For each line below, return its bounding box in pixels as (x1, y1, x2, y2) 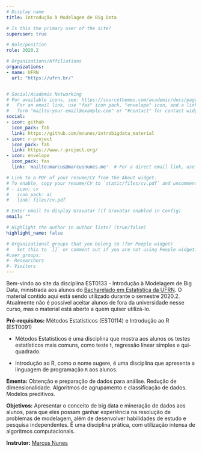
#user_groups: (6, 252, 42, 258)
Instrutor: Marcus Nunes (6, 439, 68, 446)
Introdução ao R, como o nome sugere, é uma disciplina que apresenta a (14, 359, 195, 367)
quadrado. (14, 348, 41, 355)
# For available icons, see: (6, 97, 79, 103)
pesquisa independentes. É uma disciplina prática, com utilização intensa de (6, 421, 195, 428)
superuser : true (6, 31, 47, 37)
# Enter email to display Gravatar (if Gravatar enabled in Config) (6, 208, 182, 214)
